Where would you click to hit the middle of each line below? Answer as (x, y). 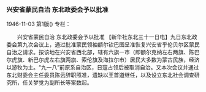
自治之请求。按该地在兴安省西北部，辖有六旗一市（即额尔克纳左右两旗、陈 (100, 52)
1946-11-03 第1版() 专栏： (39, 24)
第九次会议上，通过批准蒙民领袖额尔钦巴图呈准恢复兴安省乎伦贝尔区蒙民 (108, 44)
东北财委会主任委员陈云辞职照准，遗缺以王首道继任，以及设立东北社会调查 (100, 75)
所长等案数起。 (73, 83)
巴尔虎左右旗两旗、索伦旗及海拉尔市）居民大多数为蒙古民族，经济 (116, 60)
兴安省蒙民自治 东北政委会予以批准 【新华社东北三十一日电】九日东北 (104, 37)
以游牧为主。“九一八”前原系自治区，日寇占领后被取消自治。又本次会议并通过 (103, 68)
